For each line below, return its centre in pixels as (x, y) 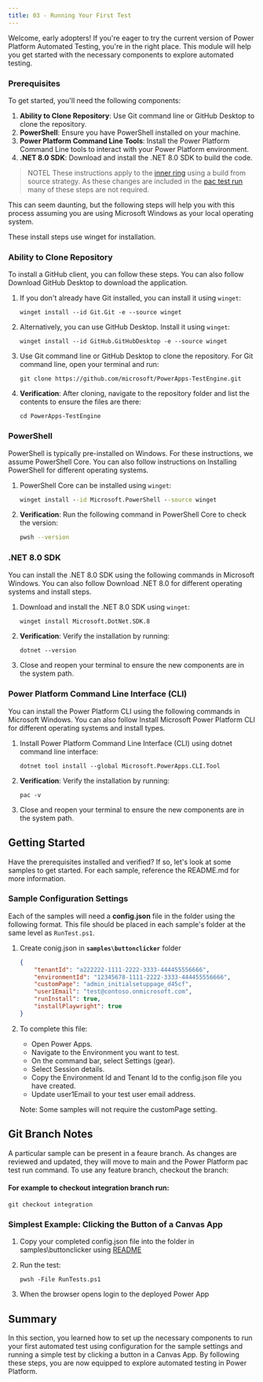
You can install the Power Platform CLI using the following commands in (124, 711)
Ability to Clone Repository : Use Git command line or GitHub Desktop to (137, 116)
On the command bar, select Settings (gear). (103, 1061)
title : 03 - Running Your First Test (70, 15)
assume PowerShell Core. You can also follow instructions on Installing (122, 461)
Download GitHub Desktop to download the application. (98, 283)
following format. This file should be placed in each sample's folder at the (127, 924)
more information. (37, 878)
